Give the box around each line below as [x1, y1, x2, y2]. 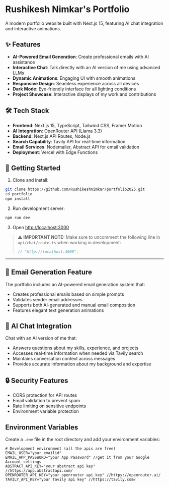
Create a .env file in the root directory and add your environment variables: [5, 437, 160, 442]
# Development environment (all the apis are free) [5, 446, 116, 451]
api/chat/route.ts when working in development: [17, 239, 121, 245]
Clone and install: [12, 177, 49, 183]
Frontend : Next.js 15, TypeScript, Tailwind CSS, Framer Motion [12, 122, 142, 128]
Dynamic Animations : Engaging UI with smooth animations [12, 75, 136, 81]
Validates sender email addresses [12, 296, 83, 302]
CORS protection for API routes [12, 392, 77, 398]
